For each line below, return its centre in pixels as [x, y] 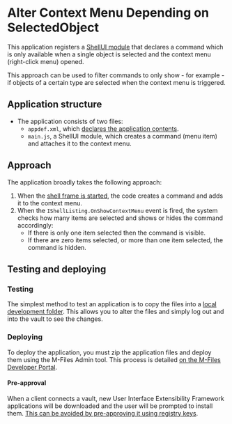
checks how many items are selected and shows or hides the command [120, 218]
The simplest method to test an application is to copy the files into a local [112, 304]
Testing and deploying [57, 269]
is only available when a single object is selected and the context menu [109, 54]
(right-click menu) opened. [46, 61]
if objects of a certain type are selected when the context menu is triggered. [117, 82]
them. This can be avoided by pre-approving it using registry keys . [103, 413]
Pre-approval [27, 383]
